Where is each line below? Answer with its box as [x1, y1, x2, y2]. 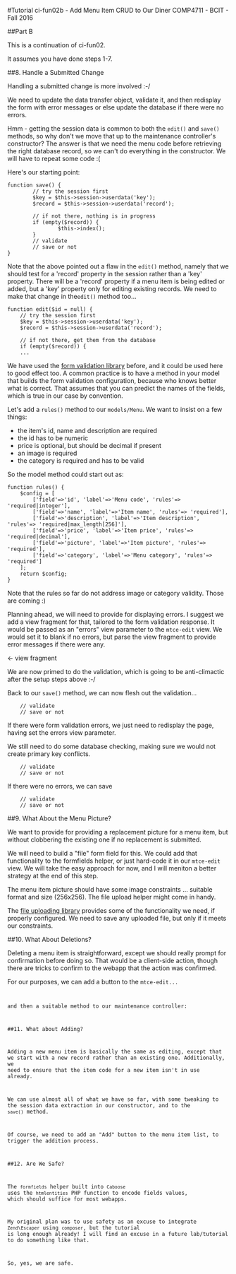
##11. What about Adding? [7, 1025, 83, 1032]
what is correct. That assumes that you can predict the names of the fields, [7, 384, 225, 392]
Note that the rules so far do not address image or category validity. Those [7, 589, 224, 597]
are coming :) [7, 596, 46, 605]
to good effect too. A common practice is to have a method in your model [7, 369, 220, 377]
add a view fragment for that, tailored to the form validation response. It [7, 618, 215, 626]
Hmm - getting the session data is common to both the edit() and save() [7, 124, 220, 133]
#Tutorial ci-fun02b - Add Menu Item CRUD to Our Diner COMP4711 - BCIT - [7, 6, 229, 14]
